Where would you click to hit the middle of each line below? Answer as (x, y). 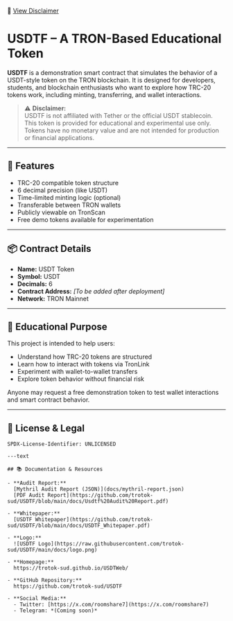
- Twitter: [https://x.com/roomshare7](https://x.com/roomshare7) (111, 605)
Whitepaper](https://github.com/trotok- (94, 520)
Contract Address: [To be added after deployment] (91, 291)
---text (18, 457)
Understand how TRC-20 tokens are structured (85, 357)
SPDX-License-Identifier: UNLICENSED (62, 444)
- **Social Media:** (37, 599)
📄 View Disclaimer (33, 11)
